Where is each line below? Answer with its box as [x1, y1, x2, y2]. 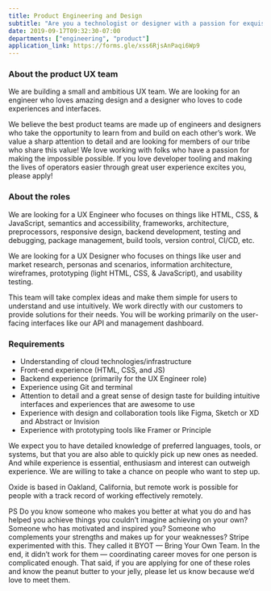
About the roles [8, 191, 71, 203]
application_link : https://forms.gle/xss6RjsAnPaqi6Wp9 [8, 42, 200, 50]
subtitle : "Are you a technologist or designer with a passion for [8, 19, 240, 27]
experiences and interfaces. [8, 104, 102, 114]
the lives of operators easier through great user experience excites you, [8, 162, 247, 172]
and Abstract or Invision [19, 417, 100, 426]
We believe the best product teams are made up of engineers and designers [8, 119, 261, 129]
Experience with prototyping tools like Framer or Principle [19, 425, 211, 435]
